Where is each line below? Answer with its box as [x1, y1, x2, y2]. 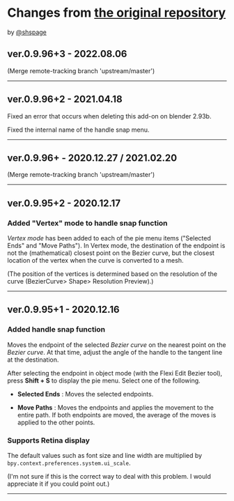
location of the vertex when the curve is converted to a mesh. [7, 256, 184, 265]
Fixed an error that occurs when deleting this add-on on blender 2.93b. [7, 111, 212, 120]
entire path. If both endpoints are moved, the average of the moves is [17, 410, 217, 419]
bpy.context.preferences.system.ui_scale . [7, 458, 131, 468]
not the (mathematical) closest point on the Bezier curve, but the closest [7, 249, 214, 257]
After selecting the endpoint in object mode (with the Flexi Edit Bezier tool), [7, 369, 223, 377]
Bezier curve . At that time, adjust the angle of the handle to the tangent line [7, 348, 223, 356]
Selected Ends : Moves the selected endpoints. [17, 390, 154, 398]
